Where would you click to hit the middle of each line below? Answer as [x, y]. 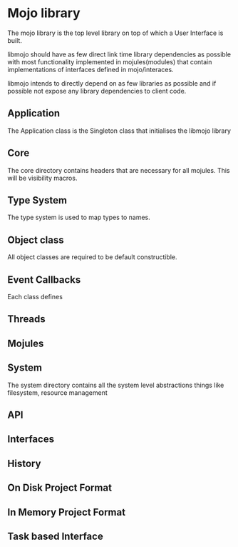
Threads [27, 319]
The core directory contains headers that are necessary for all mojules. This [119, 170]
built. [15, 40]
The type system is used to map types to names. [79, 217]
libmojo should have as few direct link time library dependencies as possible [119, 54]
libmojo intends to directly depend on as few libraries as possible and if [112, 83]
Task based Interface [55, 536]
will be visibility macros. [42, 178]
